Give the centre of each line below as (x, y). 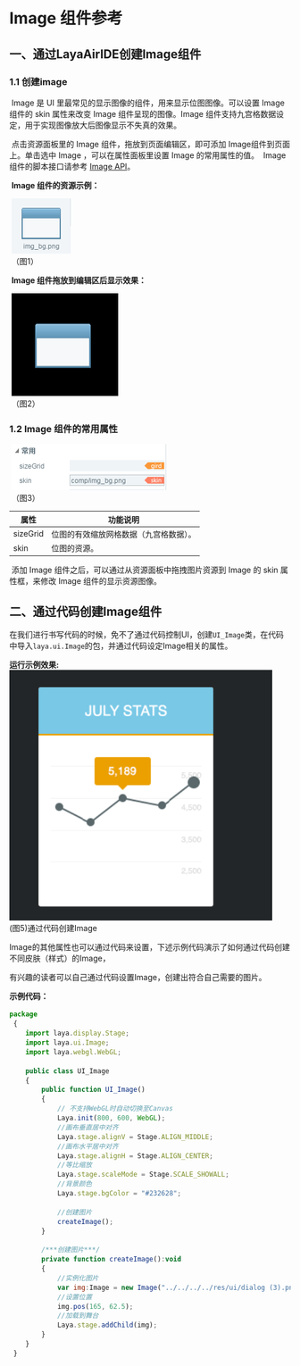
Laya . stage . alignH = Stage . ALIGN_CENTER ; (135, 1156)
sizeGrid (29, 534)
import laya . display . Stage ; (77, 1033)
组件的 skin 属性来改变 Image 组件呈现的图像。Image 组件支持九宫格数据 (143, 113)
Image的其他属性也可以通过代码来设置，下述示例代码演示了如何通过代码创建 (150, 947)
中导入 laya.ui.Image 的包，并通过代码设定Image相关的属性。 (121, 646)
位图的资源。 (75, 548)
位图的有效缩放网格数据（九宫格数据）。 (124, 534)
